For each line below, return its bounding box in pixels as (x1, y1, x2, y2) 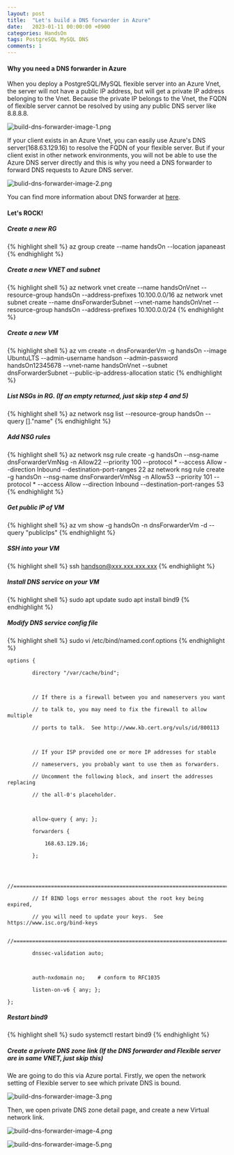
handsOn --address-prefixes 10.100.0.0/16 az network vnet (54, 290, 223, 299)
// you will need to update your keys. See (32, 913, 164, 920)
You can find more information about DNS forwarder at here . (7, 193, 181, 201)
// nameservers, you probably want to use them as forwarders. (32, 761, 219, 768)
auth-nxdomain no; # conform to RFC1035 (32, 974, 160, 981)
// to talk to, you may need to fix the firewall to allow (32, 706, 208, 713)
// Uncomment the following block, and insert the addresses (32, 773, 214, 780)
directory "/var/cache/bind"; (32, 669, 120, 676)
